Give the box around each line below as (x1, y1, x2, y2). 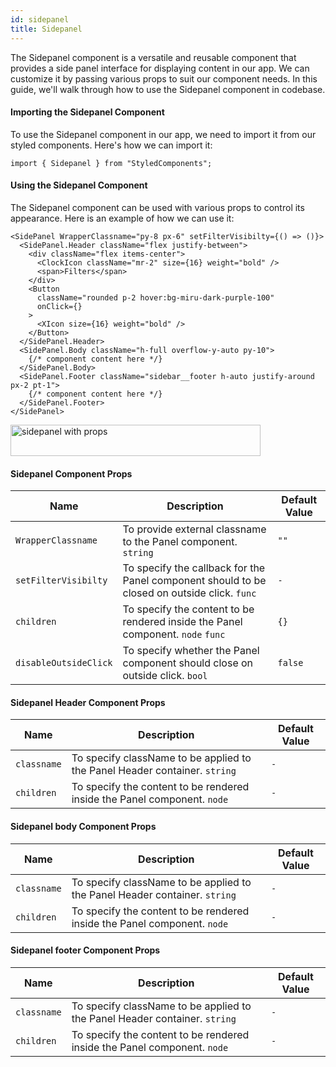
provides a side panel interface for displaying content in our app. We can (10, 62, 310, 74)
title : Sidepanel (10, 24, 83, 34)
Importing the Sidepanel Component (10, 106, 165, 118)
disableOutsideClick (15, 657, 113, 669)
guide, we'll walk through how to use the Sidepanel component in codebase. (10, 83, 326, 95)
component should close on (122, 656, 254, 670)
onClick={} (36, 301, 83, 311)
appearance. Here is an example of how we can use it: (10, 212, 235, 224)
